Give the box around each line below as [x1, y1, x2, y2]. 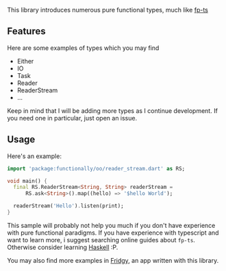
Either [16, 57, 34, 65]
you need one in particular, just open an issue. [7, 114, 138, 122]
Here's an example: [7, 152, 62, 160]
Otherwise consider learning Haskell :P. [7, 243, 118, 251]
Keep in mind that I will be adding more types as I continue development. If [7, 106, 218, 115]
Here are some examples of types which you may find [7, 44, 160, 52]
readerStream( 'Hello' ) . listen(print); [13, 203, 125, 209]
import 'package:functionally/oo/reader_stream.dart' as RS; [7, 165, 186, 172]
